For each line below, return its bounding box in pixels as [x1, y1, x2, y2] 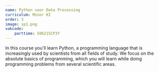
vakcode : [5, 26, 24, 31]
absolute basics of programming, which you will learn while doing [5, 56, 142, 61]
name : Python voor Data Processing [5, 7, 81, 13]
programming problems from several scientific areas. [5, 61, 116, 67]
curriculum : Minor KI [5, 12, 51, 17]
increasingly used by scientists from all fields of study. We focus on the [5, 50, 154, 56]
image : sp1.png [5, 21, 37, 27]
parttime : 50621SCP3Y [14, 31, 60, 36]
